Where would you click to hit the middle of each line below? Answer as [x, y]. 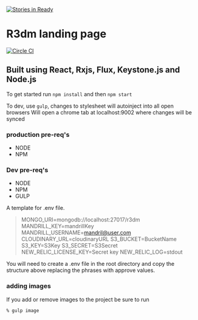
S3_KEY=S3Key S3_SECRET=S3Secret [70, 246]
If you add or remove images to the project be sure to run [78, 299]
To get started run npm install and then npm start [69, 94]
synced [16, 119]
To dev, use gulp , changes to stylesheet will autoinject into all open [90, 106]
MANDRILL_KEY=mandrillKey [57, 226]
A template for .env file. [36, 208]
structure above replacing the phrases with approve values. [81, 270]
